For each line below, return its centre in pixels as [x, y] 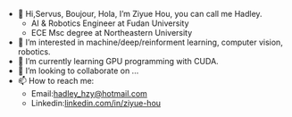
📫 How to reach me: [56, 81]
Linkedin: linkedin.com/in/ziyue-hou [96, 103]
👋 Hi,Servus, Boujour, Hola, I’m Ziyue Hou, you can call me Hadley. [140, 14]
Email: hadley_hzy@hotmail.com [89, 93]
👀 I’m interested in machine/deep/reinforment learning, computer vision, [150, 42]
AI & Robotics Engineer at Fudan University [110, 23]
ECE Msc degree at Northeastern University [112, 33]
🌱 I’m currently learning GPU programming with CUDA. [118, 61]
